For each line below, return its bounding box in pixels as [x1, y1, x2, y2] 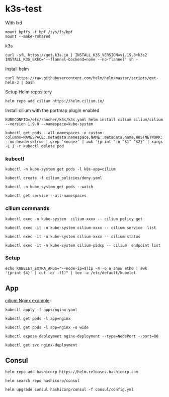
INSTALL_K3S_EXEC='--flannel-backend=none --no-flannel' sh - [5, 56, 138, 62]
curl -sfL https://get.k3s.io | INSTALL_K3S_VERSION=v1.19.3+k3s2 [5, 52, 147, 58]
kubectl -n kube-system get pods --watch [5, 185, 94, 190]
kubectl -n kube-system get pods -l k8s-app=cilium [5, 167, 116, 172]
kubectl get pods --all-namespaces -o [5, 130, 87, 135]
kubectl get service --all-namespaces [5, 193, 87, 198]
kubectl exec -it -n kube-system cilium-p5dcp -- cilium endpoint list [5, 243, 161, 248]
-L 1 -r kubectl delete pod [5, 143, 64, 149]
